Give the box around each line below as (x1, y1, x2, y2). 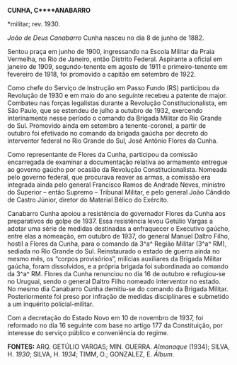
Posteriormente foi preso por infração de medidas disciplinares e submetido (7, 293, 229, 300)
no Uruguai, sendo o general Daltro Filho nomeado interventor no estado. (7, 277, 221, 285)
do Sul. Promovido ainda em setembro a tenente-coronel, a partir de (7, 121, 207, 130)
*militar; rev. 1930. (7, 20, 61, 28)
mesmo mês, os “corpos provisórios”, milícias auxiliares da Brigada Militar (7, 255, 222, 263)
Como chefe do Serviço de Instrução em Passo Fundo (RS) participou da (7, 84, 219, 92)
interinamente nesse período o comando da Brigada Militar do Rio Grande (7, 114, 222, 122)
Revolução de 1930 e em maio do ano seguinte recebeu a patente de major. (7, 92, 228, 99)
